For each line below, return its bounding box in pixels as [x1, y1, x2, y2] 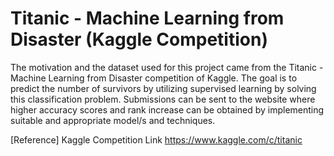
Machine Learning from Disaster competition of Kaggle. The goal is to [10, 72, 298, 84]
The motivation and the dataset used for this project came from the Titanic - [10, 61, 324, 73]
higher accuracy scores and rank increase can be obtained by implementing [10, 103, 325, 116]
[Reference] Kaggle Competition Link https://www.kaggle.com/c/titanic [10, 133, 303, 146]
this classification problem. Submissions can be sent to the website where [10, 93, 316, 105]
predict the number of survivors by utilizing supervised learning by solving [10, 82, 317, 94]
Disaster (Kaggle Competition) [10, 28, 268, 51]
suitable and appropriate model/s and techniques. [10, 114, 216, 126]
